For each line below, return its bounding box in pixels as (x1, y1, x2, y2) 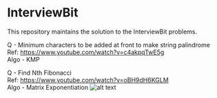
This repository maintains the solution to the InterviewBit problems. (7, 27, 198, 36)
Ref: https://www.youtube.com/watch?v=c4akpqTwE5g (7, 48, 165, 56)
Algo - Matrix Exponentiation (7, 83, 89, 91)
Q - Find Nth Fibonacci (7, 69, 72, 77)
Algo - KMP (7, 55, 40, 63)
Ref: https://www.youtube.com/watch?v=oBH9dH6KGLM (7, 75, 169, 84)
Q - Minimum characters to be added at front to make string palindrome (7, 40, 210, 49)
